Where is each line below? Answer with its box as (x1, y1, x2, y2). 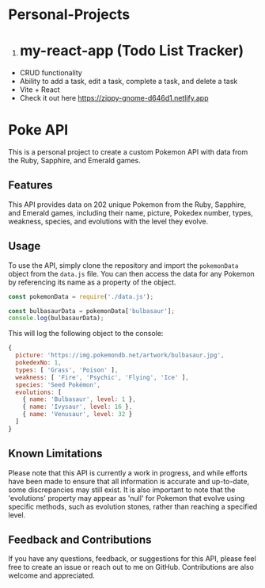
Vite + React (19, 85, 61, 94)
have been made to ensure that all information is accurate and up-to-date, (8, 476, 250, 486)
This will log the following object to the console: (8, 329, 164, 338)
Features (8, 178, 53, 192)
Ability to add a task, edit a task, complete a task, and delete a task (19, 77, 238, 86)
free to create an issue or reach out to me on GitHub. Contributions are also (8, 563, 255, 572)
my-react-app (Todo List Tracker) (19, 42, 244, 60)
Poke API (8, 121, 69, 139)
